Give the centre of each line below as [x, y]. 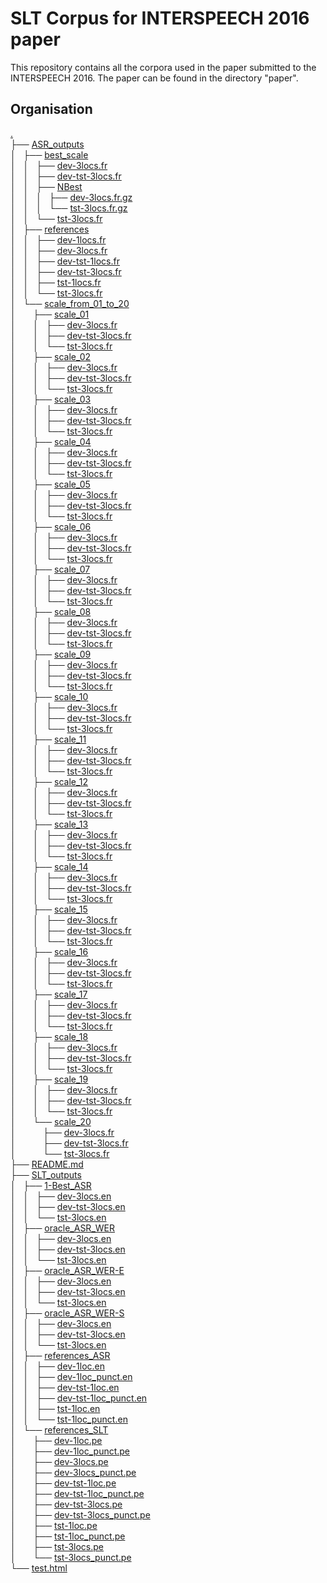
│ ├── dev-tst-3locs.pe [66, 1504]
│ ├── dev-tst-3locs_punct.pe [80, 1514]
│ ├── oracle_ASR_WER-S [67, 1313]
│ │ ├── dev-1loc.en [57, 1366]
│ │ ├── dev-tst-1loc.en [65, 1387]
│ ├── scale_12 [49, 781]
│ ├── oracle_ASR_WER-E [67, 1270]
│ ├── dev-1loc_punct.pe [70, 1451]
